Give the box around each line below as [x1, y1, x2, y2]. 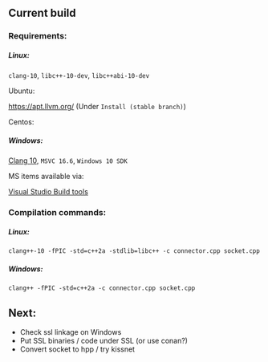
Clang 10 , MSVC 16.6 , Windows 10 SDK [8, 156, 128, 165]
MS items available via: [8, 172, 84, 181]
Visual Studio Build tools [8, 187, 88, 197]
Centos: [8, 117, 35, 127]
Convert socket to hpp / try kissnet [19, 344, 135, 354]
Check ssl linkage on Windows [19, 327, 122, 336]
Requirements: [8, 31, 67, 42]
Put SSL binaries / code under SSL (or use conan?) [19, 336, 189, 345]
